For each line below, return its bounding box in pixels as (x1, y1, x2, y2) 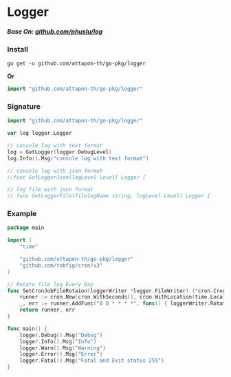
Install (7, 44, 29, 54)
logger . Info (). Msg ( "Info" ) (19, 338, 97, 345)
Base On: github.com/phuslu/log (7, 27, 103, 35)
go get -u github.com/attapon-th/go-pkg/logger (7, 60, 146, 67)
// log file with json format (7, 186, 94, 193)
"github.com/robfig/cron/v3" (19, 262, 103, 269)
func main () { (7, 325, 48, 332)
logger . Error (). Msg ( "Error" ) (19, 351, 103, 358)
